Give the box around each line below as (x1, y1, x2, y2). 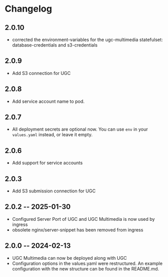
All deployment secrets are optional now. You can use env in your (12, 126, 148, 132)
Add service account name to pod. (12, 98, 85, 104)
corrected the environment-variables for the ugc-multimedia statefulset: (12, 36, 163, 43)
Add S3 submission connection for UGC (12, 188, 96, 194)
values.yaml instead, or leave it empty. (12, 132, 93, 138)
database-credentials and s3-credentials (12, 42, 97, 48)
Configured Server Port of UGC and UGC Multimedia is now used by (12, 216, 155, 222)
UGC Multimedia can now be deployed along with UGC (12, 255, 127, 261)
